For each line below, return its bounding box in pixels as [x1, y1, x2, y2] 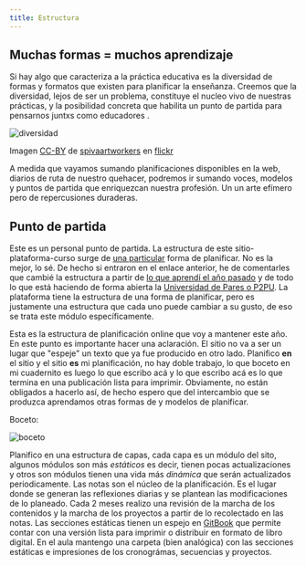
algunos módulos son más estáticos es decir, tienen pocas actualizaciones [9, 459, 291, 470]
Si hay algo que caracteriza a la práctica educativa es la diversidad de [9, 71, 273, 82]
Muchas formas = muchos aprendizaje [9, 47, 234, 63]
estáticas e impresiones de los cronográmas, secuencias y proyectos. [9, 547, 272, 558]
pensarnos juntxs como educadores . [9, 110, 150, 121]
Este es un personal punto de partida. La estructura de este [9, 243, 233, 254]
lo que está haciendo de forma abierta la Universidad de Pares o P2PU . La [9, 282, 289, 293]
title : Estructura [9, 13, 79, 23]
